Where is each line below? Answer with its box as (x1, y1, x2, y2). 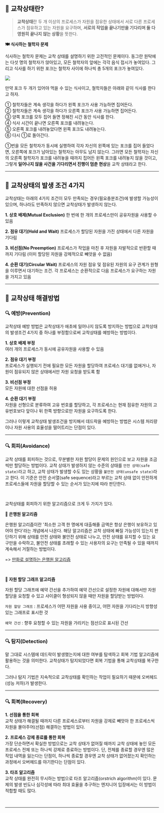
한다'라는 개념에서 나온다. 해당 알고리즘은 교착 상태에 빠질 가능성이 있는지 (14, 527, 154, 533)
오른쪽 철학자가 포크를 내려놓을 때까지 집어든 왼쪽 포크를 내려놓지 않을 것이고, (10, 155, 158, 161)
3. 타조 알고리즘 (5, 769, 35, 775)
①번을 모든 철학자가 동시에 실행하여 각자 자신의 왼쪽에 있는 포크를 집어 (5, 143, 142, 148)
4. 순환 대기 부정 (5, 396, 36, 402)
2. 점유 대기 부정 (5, 357, 36, 363)
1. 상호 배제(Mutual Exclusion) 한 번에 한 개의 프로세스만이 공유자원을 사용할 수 (5, 212, 157, 218)
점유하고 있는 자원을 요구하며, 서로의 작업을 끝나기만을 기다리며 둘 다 (26, 25, 156, 30)
